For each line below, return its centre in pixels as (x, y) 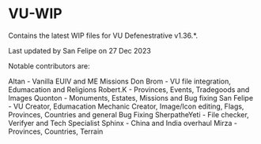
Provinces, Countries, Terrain (56, 131)
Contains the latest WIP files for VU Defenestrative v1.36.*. (103, 35)
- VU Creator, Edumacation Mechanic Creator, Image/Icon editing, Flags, (126, 106)
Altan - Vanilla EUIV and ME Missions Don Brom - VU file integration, (120, 81)
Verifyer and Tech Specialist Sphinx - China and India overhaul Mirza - (123, 123)
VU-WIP (35, 14)
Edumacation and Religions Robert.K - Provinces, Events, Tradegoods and (129, 89)
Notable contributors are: (49, 66)
